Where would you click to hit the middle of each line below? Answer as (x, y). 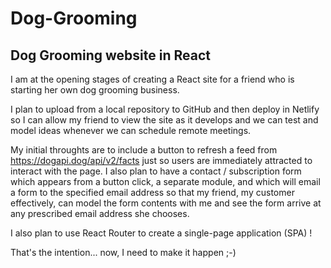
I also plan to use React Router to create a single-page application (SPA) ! (161, 233)
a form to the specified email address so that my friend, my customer (152, 192)
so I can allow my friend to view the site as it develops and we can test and (164, 120)
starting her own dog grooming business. (95, 90)
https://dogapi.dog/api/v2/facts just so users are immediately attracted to (161, 160)
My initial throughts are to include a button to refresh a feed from (144, 150)
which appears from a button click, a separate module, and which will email (165, 181)
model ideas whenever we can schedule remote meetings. (131, 130)
